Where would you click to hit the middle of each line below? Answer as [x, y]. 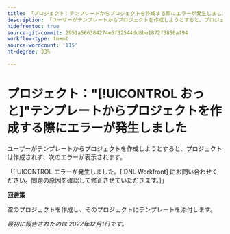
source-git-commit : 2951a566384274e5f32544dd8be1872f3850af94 [98, 33]
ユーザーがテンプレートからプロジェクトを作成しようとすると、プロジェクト [115, 148]
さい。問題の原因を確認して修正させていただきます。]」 [90, 180]
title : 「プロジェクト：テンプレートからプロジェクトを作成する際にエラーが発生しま [112, 13]
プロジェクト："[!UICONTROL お [100, 94]
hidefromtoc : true [33, 26]
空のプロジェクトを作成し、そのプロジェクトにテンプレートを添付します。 [112, 209]
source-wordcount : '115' [42, 45]
